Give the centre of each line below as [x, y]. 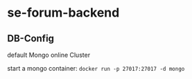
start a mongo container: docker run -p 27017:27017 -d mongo [96, 68]
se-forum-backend [63, 13]
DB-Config [30, 38]
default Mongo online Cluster [49, 55]
